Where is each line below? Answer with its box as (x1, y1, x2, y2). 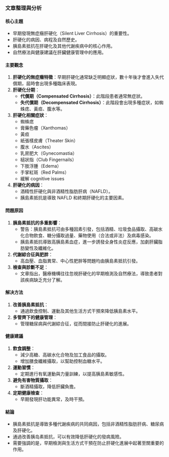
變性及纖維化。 (24, 245, 56, 251)
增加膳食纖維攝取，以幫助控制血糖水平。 (20, 358, 105, 364)
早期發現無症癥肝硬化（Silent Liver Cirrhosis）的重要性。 (12, 30, 132, 37)
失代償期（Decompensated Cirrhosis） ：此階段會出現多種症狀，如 (20, 100, 159, 106)
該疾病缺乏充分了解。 (20, 277, 65, 283)
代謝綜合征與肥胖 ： (12, 251, 53, 257)
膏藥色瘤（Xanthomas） (20, 125, 71, 131)
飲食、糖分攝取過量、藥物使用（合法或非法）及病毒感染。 (33, 232, 154, 238)
